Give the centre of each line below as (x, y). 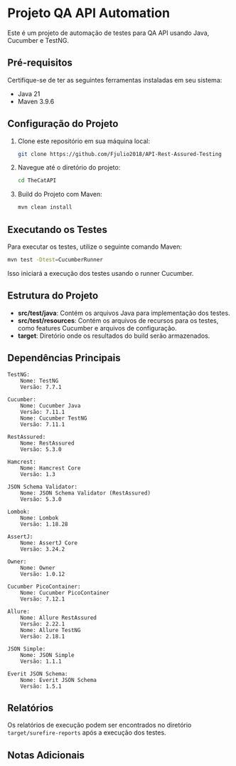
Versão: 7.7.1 (41, 387)
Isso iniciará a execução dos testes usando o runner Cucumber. (101, 273)
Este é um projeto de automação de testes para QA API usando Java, (108, 33)
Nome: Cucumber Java (50, 405)
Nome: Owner (38, 568)
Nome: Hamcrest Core (50, 468)
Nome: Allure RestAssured (59, 618)
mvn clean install (45, 207)
